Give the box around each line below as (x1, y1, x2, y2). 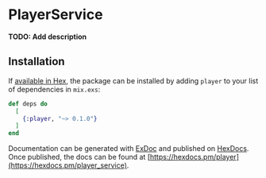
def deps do (8, 99, 48, 108)
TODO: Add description (8, 32, 87, 41)
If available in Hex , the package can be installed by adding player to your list (8, 75, 259, 85)
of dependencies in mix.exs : (8, 84, 101, 94)
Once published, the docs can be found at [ (8, 153, 151, 162)
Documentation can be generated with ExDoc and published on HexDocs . (8, 144, 249, 153)
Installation (8, 55, 65, 68)
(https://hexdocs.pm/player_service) (8, 161, 127, 170)
